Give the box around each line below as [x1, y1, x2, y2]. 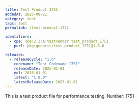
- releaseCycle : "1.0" [9, 57, 56, 62]
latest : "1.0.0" [14, 75, 48, 80]
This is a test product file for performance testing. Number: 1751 [5, 93, 134, 99]
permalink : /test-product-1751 [5, 26, 69, 30]
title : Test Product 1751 [5, 7, 58, 12]
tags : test [5, 21, 28, 26]
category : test [5, 16, 36, 21]
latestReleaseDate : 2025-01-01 [14, 79, 78, 85]
